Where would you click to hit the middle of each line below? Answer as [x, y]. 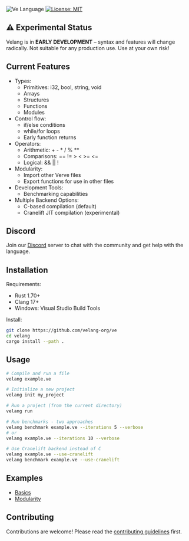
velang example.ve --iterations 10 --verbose [63, 438]
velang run [19, 411]
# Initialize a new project [41, 389]
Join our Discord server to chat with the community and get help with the [95, 245]
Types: [23, 81]
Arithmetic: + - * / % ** [51, 150]
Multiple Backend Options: [47, 200]
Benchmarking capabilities [56, 194]
